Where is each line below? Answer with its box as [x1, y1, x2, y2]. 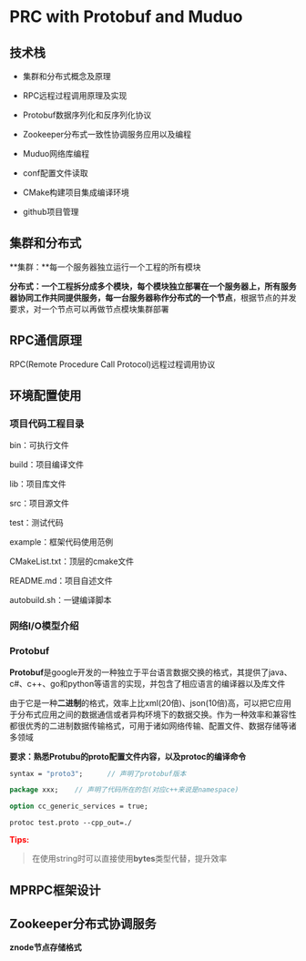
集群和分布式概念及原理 [22, 71, 111, 81]
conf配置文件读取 [22, 168, 88, 179]
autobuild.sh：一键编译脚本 [9, 595, 112, 606]
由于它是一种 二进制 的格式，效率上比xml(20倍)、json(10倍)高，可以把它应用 [9, 697, 292, 708]
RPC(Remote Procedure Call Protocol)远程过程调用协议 [9, 358, 216, 370]
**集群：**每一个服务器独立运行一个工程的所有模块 [9, 261, 202, 272]
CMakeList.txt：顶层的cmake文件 [9, 556, 135, 567]
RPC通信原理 [9, 332, 82, 348]
